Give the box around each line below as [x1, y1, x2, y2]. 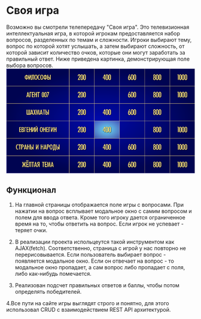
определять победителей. [14, 288, 82, 295]
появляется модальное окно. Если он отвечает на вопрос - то [14, 257, 175, 264]
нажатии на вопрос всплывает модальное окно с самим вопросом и [14, 207, 193, 215]
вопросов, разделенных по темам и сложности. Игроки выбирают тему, [6, 36, 192, 43]
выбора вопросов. [6, 61, 54, 69]
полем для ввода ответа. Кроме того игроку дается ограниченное [14, 213, 185, 221]
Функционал [6, 185, 57, 195]
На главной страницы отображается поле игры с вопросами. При [14, 201, 184, 208]
